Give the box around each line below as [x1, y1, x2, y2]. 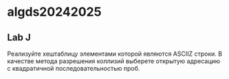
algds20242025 [7, 4, 102, 20]
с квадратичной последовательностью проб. [7, 65, 140, 72]
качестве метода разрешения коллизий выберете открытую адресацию [7, 57, 221, 65]
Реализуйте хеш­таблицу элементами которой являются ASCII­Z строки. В [7, 49, 222, 58]
